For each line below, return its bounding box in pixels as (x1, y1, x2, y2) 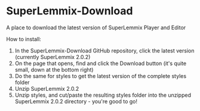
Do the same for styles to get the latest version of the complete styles (14, 72, 187, 79)
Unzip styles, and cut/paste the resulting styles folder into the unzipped (14, 91, 191, 98)
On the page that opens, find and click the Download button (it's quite (14, 60, 187, 67)
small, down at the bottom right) (14, 66, 94, 73)
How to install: (6, 35, 42, 42)
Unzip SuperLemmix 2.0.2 (14, 85, 79, 92)
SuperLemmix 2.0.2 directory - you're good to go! (14, 97, 137, 105)
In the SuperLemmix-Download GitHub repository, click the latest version (14, 47, 195, 54)
